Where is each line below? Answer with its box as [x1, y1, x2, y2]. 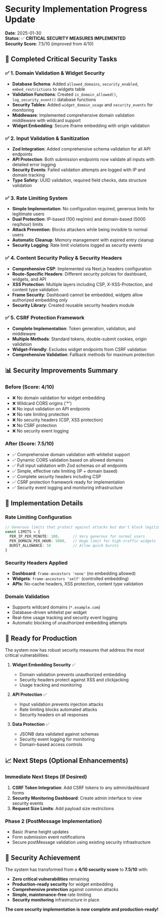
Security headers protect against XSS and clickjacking [19, 677, 129, 683]
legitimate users [12, 211, 45, 217]
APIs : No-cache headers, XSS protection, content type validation [12, 581, 143, 587]
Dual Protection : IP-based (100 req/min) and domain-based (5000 [12, 216, 146, 222]
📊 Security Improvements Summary [5, 366, 118, 375]
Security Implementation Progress [5, 3, 147, 15]
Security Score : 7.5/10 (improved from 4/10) [5, 41, 94, 47]
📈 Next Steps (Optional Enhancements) [5, 756, 128, 764]
